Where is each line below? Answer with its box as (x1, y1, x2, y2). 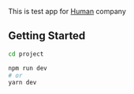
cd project (8, 50, 44, 58)
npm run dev (8, 64, 47, 72)
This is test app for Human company (8, 7, 126, 16)
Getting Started (8, 29, 86, 42)
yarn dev (8, 78, 37, 87)
